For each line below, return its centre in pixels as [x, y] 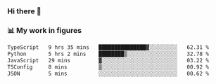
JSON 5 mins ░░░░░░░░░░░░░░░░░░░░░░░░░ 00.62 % [108, 73]
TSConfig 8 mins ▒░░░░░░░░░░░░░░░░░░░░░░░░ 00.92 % [108, 67]
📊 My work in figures [45, 30]
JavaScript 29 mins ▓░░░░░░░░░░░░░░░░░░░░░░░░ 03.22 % [108, 60]
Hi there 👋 [25, 11]
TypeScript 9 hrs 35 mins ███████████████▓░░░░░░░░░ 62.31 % [108, 48]
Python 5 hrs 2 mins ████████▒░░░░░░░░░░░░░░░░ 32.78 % [108, 54]
